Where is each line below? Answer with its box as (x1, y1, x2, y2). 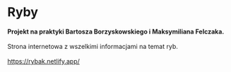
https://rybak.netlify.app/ (7, 57, 80, 65)
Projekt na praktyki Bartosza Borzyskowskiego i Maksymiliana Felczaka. (7, 27, 225, 36)
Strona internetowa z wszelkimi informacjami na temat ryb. (7, 42, 178, 50)
